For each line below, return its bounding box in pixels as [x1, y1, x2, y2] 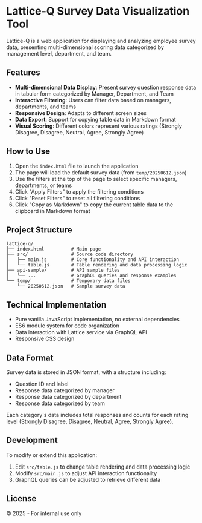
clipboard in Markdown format [14, 207, 90, 214]
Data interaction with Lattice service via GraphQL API [14, 329, 148, 336]
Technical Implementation [6, 300, 107, 310]
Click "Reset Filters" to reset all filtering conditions [14, 194, 140, 202]
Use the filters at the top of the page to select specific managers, [14, 175, 177, 182]
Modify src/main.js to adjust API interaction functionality [14, 469, 157, 476]
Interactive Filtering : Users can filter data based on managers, [14, 96, 172, 104]
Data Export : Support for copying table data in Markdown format [14, 116, 176, 123]
